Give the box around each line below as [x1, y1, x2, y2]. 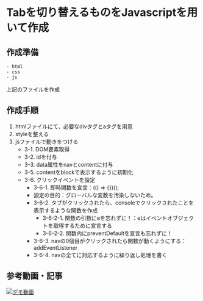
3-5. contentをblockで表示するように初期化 [24, 169, 134, 176]
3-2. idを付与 [24, 153, 57, 161]
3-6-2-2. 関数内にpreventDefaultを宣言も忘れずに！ [42, 230, 173, 237]
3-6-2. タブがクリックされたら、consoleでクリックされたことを [33, 199, 194, 206]
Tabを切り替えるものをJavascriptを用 [6, 5, 198, 20]
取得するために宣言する [53, 222, 113, 229]
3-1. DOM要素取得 [24, 145, 70, 153]
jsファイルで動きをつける [15, 138, 79, 145]
